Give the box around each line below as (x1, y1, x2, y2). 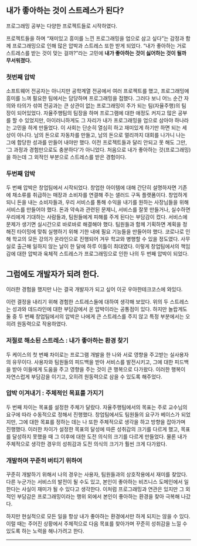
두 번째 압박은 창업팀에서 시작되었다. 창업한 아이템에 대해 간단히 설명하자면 (6, 184, 177, 191)
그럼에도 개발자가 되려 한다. (6, 269, 100, 279)
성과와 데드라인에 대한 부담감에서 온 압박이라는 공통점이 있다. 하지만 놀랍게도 (12, 306, 188, 313)
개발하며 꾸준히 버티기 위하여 (6, 456, 83, 464)
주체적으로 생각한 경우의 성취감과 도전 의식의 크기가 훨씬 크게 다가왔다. (6, 440, 167, 447)
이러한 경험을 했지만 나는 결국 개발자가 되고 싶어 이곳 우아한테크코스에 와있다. (6, 286, 183, 293)
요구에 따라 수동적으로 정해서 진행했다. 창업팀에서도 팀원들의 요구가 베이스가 (6, 411, 180, 418)
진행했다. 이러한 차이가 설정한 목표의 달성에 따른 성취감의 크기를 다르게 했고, (6, 426, 180, 433)
